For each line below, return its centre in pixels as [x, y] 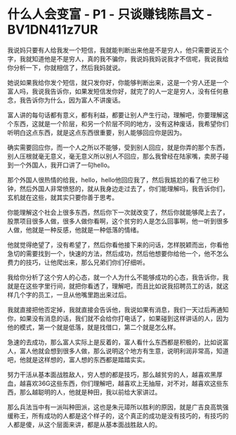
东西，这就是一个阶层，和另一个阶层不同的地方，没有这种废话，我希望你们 [121, 123]
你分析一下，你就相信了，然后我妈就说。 [66, 67]
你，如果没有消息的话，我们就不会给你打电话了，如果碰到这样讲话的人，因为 [118, 318]
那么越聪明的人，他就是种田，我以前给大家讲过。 [90, 392]
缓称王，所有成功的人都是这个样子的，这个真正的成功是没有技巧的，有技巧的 [118, 415]
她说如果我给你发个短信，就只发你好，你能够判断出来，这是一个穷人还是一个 [118, 82]
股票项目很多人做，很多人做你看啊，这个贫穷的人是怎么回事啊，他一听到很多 [118, 221]
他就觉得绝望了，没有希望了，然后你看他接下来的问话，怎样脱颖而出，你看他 [118, 245]
